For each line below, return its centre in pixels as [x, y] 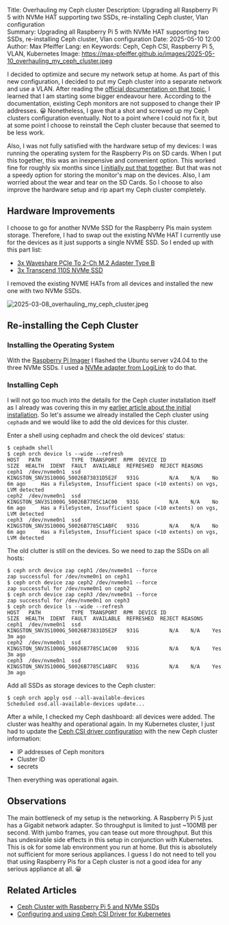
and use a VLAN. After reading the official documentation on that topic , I [109, 89]
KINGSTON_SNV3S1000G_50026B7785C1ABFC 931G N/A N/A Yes [114, 666]
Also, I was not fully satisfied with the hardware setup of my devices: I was [112, 146]
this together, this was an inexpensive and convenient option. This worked [111, 160]
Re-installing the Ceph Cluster [73, 326]
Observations [37, 801]
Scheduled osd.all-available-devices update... [76, 704]
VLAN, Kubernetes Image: [44, 54]
